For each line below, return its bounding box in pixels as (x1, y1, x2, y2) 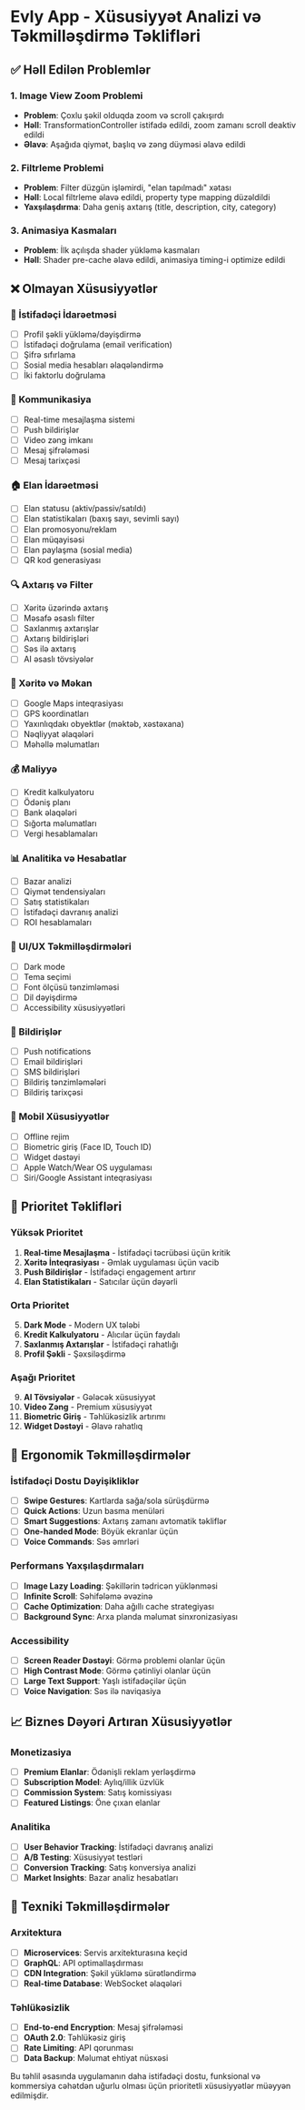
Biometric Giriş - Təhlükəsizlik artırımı (23, 1411, 166, 1422)
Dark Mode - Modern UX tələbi (23, 1319, 141, 1330)
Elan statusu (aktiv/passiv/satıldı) (23, 503, 147, 514)
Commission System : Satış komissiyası (23, 1787, 172, 1798)
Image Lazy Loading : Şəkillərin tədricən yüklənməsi (23, 1580, 219, 1591)
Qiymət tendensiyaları (23, 886, 106, 897)
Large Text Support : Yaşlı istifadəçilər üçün (23, 1676, 187, 1687)
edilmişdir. (10, 2090, 49, 2101)
